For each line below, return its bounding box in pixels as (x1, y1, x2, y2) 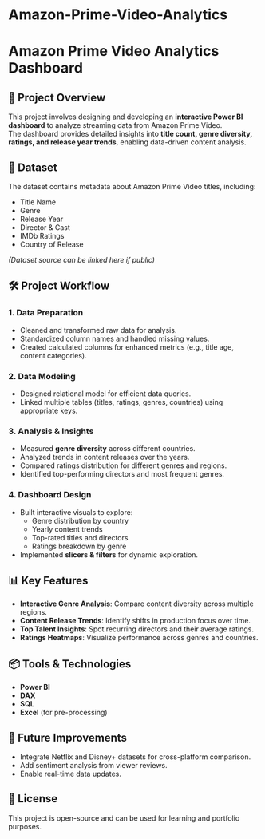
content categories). (19, 350, 87, 360)
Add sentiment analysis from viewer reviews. (19, 761, 168, 770)
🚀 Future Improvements (8, 730, 128, 744)
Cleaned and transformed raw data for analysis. (19, 325, 177, 334)
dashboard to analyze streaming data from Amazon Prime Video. (8, 121, 223, 130)
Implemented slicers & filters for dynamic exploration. (19, 549, 198, 560)
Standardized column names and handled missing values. (19, 334, 210, 343)
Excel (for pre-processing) (19, 708, 108, 718)
